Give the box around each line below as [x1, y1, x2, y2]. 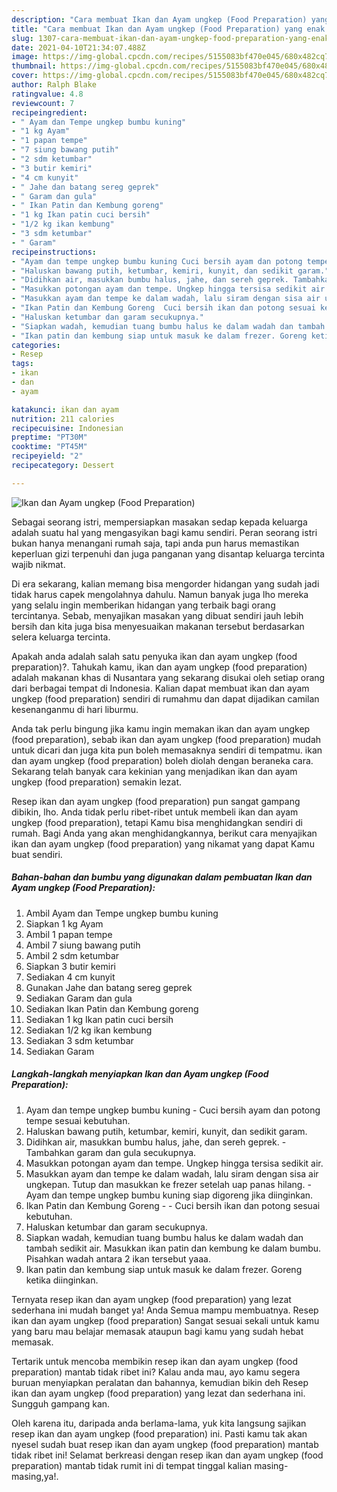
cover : [11, 71, 39, 81]
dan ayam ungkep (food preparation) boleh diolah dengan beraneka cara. [11, 754, 314, 766]
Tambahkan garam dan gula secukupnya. [25, 1146, 197, 1158]
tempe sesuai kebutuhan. [25, 1114, 131, 1126]
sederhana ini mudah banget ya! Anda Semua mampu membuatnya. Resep [11, 1304, 319, 1316]
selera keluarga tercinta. [11, 631, 111, 643]
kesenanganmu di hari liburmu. [11, 703, 139, 715]
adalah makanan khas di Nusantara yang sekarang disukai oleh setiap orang [11, 671, 326, 683]
